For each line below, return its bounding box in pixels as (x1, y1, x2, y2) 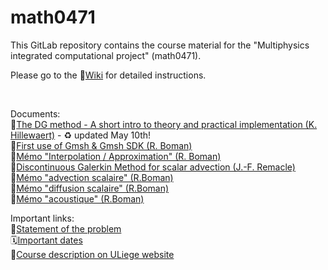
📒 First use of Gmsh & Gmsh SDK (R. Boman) (10, 139, 193, 151)
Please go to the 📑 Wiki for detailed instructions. (10, 69, 207, 81)
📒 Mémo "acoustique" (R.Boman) (10, 192, 145, 205)
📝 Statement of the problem (10, 222, 122, 235)
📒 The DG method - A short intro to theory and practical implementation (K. (10, 118, 318, 130)
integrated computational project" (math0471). (10, 49, 202, 61)
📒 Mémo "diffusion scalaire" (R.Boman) (10, 182, 170, 194)
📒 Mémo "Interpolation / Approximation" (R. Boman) (10, 150, 222, 162)
